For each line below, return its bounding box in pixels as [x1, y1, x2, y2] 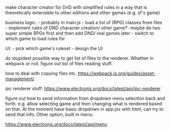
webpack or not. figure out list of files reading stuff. [5, 61, 113, 66]
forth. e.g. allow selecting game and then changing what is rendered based [5, 101, 162, 107]
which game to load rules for [5, 35, 65, 41]
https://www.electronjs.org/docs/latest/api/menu [5, 121, 108, 127]
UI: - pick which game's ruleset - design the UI [5, 46, 103, 51]
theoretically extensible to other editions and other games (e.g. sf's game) [5, 10, 160, 16]
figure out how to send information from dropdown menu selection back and [5, 96, 165, 101]
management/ [5, 76, 35, 81]
